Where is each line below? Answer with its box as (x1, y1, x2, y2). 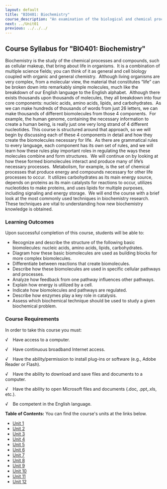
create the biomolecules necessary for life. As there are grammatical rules (5, 137, 158, 143)
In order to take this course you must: (5, 327, 82, 333)
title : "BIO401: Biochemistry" (5, 12, 70, 17)
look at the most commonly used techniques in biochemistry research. (5, 195, 150, 201)
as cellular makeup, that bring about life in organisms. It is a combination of (5, 63, 161, 69)
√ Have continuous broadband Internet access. (5, 346, 105, 352)
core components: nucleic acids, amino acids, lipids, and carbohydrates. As (5, 100, 162, 106)
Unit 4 (12, 436, 25, 442)
